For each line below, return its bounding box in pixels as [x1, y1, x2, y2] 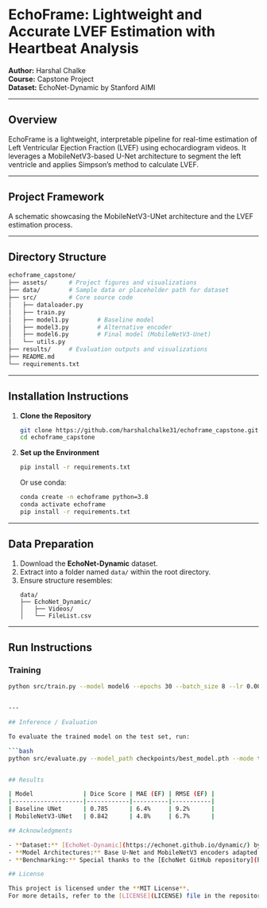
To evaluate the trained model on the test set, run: [8, 732, 191, 741]
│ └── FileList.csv [19, 611, 91, 620]
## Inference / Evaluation [8, 719, 98, 727]
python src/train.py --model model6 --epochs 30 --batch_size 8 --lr [8, 683, 244, 691]
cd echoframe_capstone [19, 434, 95, 442]
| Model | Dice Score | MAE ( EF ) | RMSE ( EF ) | [8, 790, 215, 798]
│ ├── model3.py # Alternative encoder [8, 323, 172, 331]
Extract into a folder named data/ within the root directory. [19, 567, 211, 576]
